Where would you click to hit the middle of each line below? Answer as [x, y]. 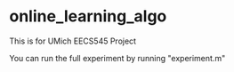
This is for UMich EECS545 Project [73, 41]
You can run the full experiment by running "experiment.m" [117, 58]
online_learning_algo [88, 16]
